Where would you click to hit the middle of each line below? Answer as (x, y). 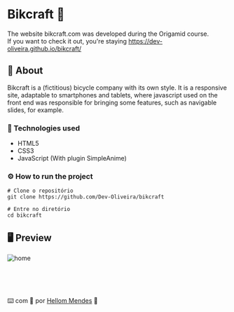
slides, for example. (36, 110)
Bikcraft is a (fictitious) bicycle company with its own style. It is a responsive (117, 88)
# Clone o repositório (40, 191)
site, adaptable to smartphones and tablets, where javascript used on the (113, 95)
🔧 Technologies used (44, 128)
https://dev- (146, 41)
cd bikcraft (25, 216)
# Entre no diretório (39, 210)
